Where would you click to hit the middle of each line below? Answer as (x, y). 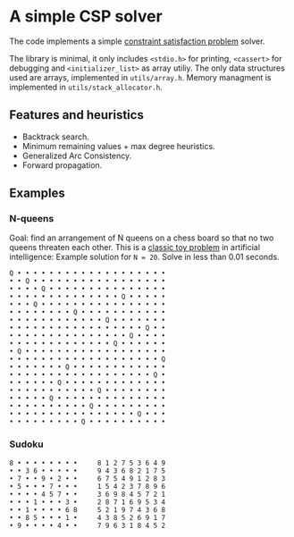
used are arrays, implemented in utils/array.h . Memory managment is (140, 77)
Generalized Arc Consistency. (77, 155)
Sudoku (26, 444)
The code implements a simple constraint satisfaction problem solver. (137, 41)
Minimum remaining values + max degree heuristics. (119, 146)
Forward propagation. (62, 165)
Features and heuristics (77, 115)
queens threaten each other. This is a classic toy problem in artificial (135, 248)
